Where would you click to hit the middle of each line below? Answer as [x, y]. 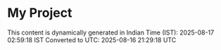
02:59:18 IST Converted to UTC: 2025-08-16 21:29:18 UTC [92, 39]
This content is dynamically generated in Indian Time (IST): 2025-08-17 [111, 32]
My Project [40, 13]
